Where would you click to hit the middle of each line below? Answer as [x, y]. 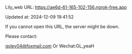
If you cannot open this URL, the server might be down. [62, 26]
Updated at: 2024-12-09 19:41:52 [39, 17]
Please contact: [21, 36]
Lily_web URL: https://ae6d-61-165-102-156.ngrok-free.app [66, 7]
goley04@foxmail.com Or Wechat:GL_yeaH [50, 46]
